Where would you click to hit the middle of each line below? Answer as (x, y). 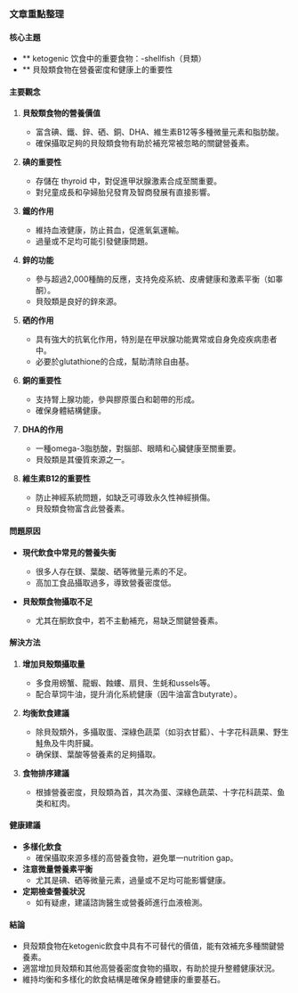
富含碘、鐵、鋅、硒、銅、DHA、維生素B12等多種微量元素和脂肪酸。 (160, 132)
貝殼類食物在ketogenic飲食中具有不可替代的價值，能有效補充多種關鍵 (149, 946)
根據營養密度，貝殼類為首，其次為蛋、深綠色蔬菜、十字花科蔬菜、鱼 (160, 792)
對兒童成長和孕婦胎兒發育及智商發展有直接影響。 (125, 193)
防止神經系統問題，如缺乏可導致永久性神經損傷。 (125, 497)
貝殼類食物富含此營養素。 (82, 509)
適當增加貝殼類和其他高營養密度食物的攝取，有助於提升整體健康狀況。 (151, 968)
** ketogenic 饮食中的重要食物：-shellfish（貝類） (114, 59)
